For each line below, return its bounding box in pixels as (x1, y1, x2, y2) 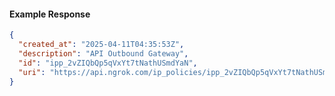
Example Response (9, 8, 91, 20)
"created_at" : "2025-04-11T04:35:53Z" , (18, 40, 185, 50)
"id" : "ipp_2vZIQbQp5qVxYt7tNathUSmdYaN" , (18, 58, 198, 68)
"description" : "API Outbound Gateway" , (18, 48, 189, 59)
